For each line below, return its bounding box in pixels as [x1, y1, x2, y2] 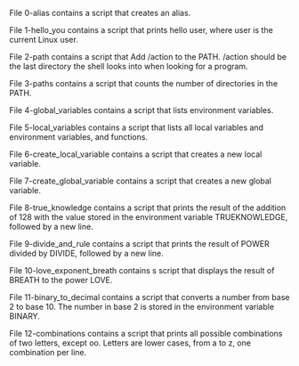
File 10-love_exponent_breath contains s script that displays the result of [9, 265, 275, 275]
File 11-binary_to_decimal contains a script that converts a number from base [9, 292, 290, 302]
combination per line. [9, 347, 87, 357]
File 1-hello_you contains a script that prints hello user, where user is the [9, 25, 273, 35]
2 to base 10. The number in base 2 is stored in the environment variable [9, 302, 274, 312]
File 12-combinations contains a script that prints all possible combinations [9, 329, 283, 338]
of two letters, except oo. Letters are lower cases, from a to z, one [9, 338, 252, 348]
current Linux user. [9, 35, 78, 45]
